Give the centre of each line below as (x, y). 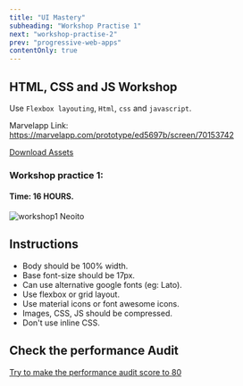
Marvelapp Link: (39, 125)
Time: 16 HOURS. (42, 196)
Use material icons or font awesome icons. (101, 303)
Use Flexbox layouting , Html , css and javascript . (101, 108)
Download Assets (42, 152)
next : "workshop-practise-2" (63, 34)
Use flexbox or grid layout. (71, 294)
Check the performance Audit (94, 351)
